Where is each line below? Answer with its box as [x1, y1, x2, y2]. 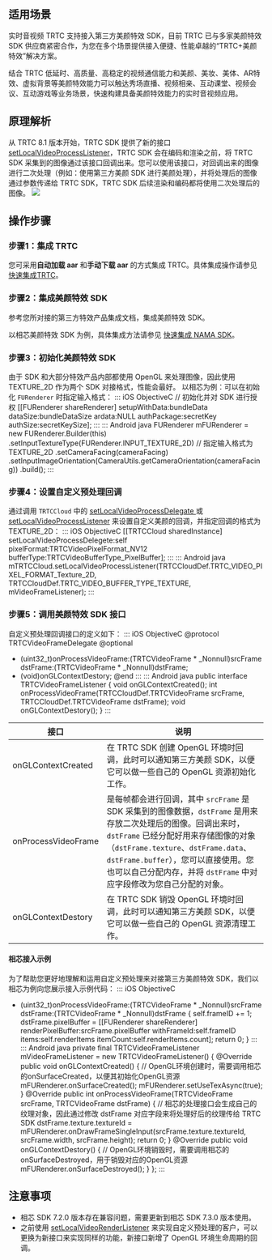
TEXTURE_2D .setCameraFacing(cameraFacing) [8, 447, 168, 457]
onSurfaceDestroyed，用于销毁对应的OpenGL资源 [19, 1155, 188, 1164]
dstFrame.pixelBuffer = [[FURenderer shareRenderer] [19, 1017, 198, 1027]
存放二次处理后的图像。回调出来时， [106, 817, 245, 828]
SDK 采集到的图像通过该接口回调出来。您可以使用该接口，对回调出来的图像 [8, 157, 259, 168]
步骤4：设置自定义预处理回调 [8, 486, 122, 497]
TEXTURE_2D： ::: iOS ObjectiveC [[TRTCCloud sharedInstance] [8, 526, 223, 536]
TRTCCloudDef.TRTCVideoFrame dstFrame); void [19, 696, 186, 706]
